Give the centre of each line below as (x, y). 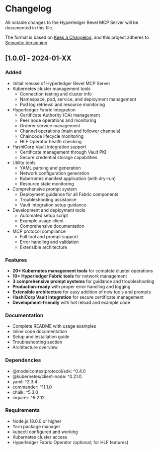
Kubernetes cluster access (40, 437)
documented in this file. (29, 27)
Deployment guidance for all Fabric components (69, 194)
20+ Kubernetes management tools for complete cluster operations (82, 270)
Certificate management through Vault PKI (63, 152)
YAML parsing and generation (50, 168)
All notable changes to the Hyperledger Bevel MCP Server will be (72, 22)
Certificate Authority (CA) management (60, 115)
